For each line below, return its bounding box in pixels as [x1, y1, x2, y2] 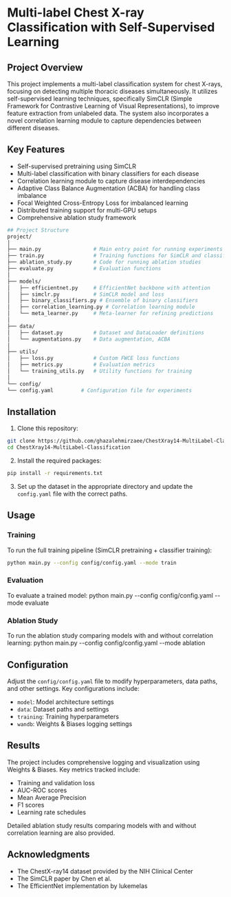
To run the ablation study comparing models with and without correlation [7, 632, 214, 640]
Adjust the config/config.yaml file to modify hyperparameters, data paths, [7, 677, 218, 685]
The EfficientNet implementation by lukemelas [16, 881, 148, 890]
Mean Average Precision [16, 793, 87, 801]
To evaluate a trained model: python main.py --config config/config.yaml [7, 591, 213, 599]
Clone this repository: [16, 424, 78, 432]
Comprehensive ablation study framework [16, 213, 136, 221]
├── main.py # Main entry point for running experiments [7, 246, 223, 253]
